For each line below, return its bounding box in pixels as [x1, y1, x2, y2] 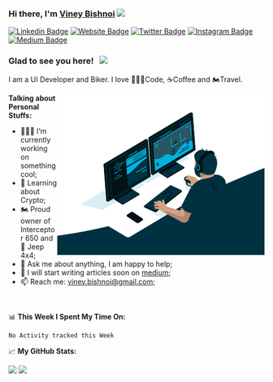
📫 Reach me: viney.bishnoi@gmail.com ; [19, 277, 156, 286]
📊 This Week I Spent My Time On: [8, 311, 126, 321]
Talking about [8, 93, 56, 103]
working [19, 143, 48, 153]
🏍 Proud [19, 204, 51, 214]
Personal [8, 101, 40, 111]
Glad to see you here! [8, 55, 94, 67]
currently [19, 135, 51, 144]
